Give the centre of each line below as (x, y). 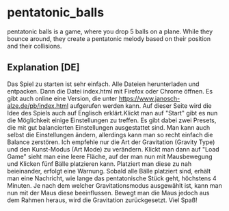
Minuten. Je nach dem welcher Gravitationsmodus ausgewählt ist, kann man (114, 185)
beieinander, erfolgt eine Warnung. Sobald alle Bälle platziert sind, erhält (109, 171)
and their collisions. (35, 46)
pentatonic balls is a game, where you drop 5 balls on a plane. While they (110, 31)
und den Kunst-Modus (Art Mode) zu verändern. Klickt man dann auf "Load (113, 149)
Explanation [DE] (43, 67)
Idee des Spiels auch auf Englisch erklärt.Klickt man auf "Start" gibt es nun (112, 113)
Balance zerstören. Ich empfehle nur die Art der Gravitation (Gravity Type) (111, 142)
